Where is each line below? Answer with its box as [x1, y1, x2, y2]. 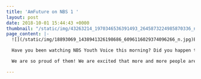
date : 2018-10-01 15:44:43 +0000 [6, 20, 90, 26]
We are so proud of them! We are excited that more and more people [11, 58, 186, 64]
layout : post [6, 14, 39, 20]
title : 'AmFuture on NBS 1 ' [6, 8, 79, 15]
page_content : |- [6, 31, 50, 37]
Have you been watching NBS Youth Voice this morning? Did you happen [11, 47, 191, 54]
